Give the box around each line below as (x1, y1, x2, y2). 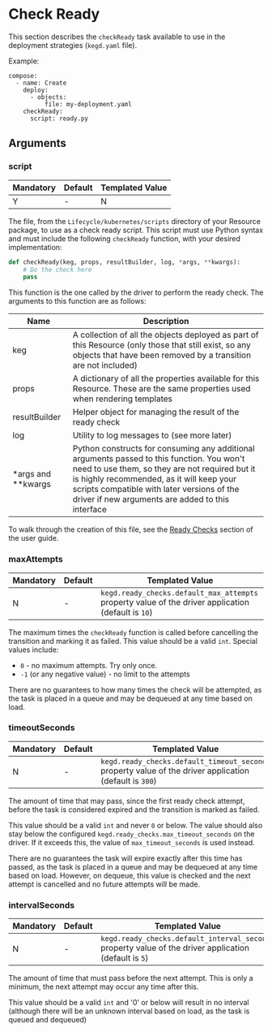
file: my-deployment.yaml (44, 100, 132, 108)
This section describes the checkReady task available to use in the (8, 32, 226, 41)
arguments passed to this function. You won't (72, 453, 245, 464)
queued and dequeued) (8, 1015, 87, 1025)
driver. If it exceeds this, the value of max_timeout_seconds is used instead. (8, 837, 255, 847)
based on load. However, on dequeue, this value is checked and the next (8, 870, 251, 880)
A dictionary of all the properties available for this (72, 373, 260, 384)
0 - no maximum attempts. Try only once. (19, 660, 158, 670)
